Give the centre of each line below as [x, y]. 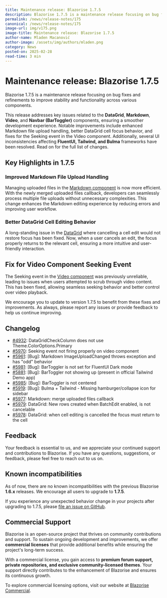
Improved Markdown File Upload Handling [57, 177]
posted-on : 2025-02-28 [29, 51]
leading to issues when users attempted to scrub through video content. [79, 282]
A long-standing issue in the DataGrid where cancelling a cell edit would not [83, 233]
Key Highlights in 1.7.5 [40, 163]
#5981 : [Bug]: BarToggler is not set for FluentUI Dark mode [72, 367]
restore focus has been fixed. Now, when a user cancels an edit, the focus [81, 238]
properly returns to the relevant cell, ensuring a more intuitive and [72, 243]
